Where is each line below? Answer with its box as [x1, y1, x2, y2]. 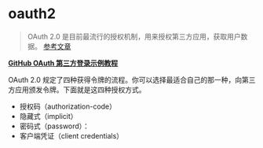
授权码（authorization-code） [19, 102, 116, 111]
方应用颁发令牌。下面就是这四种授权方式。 [8, 84, 146, 94]
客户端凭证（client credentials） [19, 131, 124, 140]
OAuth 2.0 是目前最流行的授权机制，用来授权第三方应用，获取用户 [27, 31, 241, 41]
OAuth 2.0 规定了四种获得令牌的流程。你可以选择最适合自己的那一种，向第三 [8, 75, 256, 84]
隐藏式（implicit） [19, 111, 78, 120]
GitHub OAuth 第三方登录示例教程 [8, 58, 119, 68]
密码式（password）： [19, 121, 90, 131]
